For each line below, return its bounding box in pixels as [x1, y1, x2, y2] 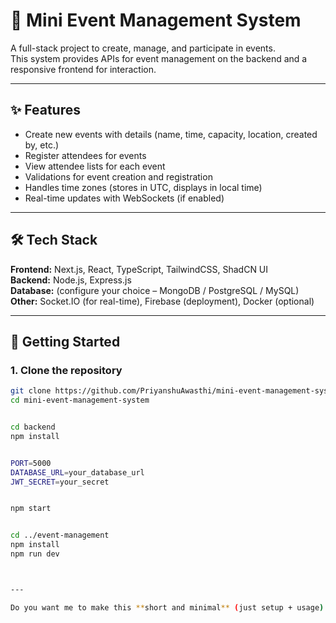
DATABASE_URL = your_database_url [10, 467, 145, 478]
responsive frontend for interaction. [10, 63, 157, 75]
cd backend [10, 422, 56, 432]
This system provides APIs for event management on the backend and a [10, 52, 308, 64]
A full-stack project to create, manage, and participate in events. [10, 42, 276, 54]
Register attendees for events [24, 149, 147, 161]
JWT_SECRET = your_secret [10, 477, 110, 487]
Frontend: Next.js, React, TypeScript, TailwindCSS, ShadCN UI [10, 263, 269, 275]
